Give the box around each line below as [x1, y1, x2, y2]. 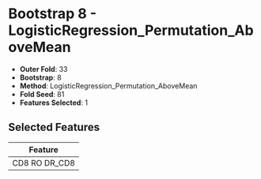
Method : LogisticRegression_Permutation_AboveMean [19, 80, 198, 91]
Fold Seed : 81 [19, 89, 65, 99]
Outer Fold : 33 [19, 64, 68, 73]
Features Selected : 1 [19, 98, 89, 107]
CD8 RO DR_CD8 [12, 157, 75, 168]
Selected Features [8, 121, 100, 134]
